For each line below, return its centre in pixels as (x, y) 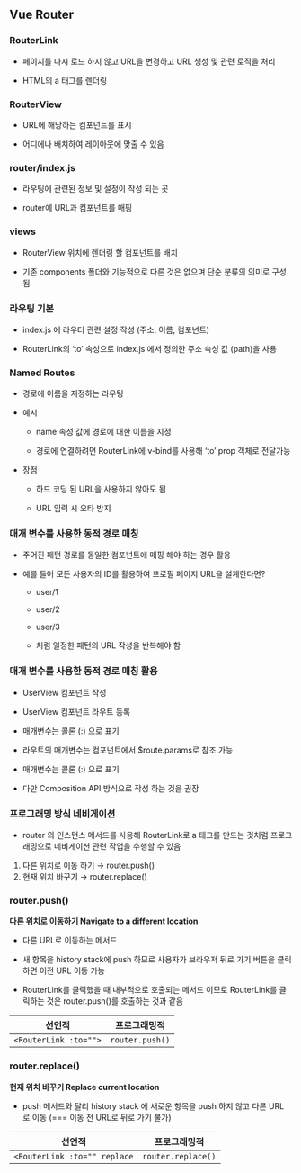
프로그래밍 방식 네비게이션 (62, 814)
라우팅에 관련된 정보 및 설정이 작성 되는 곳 (95, 189)
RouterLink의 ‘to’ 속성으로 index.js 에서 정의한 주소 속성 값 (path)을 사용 (149, 348)
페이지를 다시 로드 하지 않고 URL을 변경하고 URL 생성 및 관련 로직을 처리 (149, 61)
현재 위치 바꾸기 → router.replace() (85, 877)
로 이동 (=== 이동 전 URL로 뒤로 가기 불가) (97, 1117)
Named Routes (42, 373)
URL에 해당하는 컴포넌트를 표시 (77, 124)
